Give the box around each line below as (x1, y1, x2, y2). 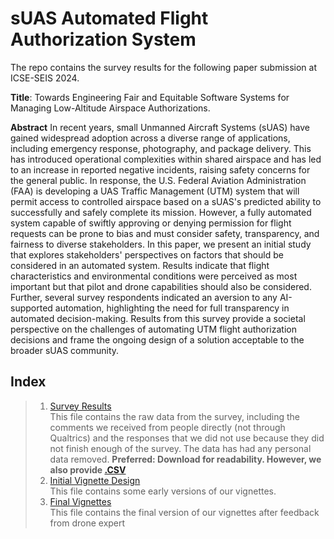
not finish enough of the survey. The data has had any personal (49, 442, 312, 454)
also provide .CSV (49, 463, 127, 476)
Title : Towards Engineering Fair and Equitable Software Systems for (10, 91, 290, 103)
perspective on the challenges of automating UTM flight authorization (10, 323, 297, 335)
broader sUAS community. (10, 344, 120, 356)
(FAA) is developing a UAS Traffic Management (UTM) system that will (10, 185, 300, 197)
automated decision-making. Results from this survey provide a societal (10, 312, 306, 324)
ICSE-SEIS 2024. (10, 72, 80, 84)
